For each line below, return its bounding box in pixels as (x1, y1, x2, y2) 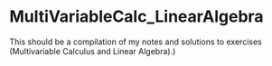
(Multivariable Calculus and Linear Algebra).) (9, 45, 176, 56)
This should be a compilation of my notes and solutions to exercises (9, 36, 262, 47)
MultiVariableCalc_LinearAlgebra (9, 6, 264, 27)
